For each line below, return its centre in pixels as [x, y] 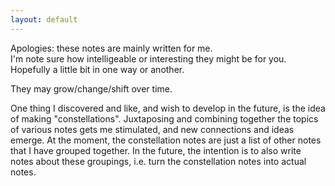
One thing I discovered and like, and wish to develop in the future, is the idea [168, 108]
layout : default [44, 19]
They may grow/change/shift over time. [91, 88]
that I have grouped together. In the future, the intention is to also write [156, 150]
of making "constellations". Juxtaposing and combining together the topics [164, 118]
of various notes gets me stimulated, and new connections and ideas [152, 129]
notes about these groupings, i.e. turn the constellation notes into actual [158, 161]
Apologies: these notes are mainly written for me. [111, 48]
